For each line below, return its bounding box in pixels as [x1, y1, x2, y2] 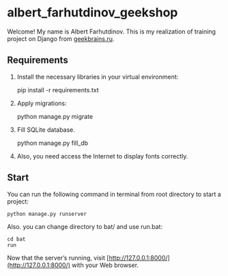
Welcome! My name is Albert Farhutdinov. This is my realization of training [7, 27, 216, 36]
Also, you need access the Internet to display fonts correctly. [16, 152, 188, 160]
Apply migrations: [16, 99, 67, 107]
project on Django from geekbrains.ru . [7, 34, 115, 42]
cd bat [7, 236, 26, 243]
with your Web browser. [71, 261, 139, 269]
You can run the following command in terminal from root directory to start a [7, 190, 222, 198]
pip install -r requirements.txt [16, 85, 99, 94]
